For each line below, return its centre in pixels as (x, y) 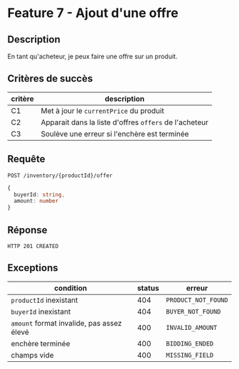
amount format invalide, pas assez (67, 323)
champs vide (33, 355)
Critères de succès (50, 79)
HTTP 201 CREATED (33, 246)
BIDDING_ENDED (190, 343)
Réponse (27, 230)
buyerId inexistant (41, 311)
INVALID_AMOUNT (192, 327)
